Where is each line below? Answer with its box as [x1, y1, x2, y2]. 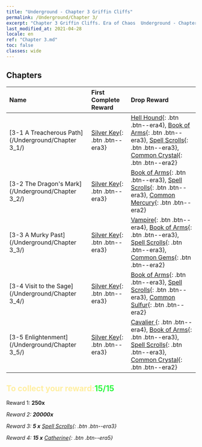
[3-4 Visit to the [9, 282, 55, 290]
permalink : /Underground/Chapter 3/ [6, 14, 98, 20]
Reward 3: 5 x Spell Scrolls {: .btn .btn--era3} [6, 422, 117, 430]
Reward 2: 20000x [6, 411, 54, 418]
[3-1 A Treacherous [9, 128, 67, 137]
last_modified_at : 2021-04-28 [6, 25, 82, 32]
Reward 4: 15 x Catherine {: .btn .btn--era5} [6, 434, 113, 442]
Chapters [6, 70, 42, 81]
